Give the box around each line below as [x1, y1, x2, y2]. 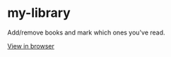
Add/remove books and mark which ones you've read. [7, 28, 165, 37]
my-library [7, 5, 71, 21]
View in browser [7, 42, 54, 50]
